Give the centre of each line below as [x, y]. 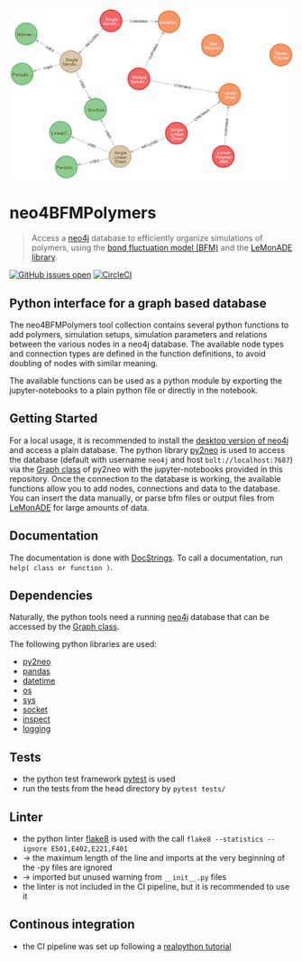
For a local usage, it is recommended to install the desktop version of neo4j [149, 440]
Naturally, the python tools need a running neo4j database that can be [139, 617]
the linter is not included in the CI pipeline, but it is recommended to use [156, 887]
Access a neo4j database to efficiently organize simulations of [147, 238]
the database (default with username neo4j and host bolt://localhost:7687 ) [151, 459]
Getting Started [54, 419]
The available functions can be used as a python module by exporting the [146, 381]
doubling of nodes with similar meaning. [84, 363]
